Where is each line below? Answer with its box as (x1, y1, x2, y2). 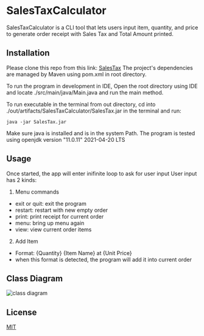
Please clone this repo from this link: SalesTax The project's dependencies (6, 64, 193, 71)
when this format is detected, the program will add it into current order (15, 256, 192, 263)
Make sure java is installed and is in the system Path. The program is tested (6, 129, 195, 137)
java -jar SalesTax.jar (6, 119, 67, 125)
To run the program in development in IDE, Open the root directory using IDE (6, 82, 198, 89)
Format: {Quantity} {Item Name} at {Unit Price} (15, 249, 132, 256)
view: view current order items (15, 226, 92, 233)
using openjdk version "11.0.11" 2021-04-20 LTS (6, 136, 125, 143)
